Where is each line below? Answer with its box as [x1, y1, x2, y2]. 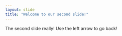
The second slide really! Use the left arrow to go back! [5, 25, 117, 31]
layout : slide [5, 7, 35, 12]
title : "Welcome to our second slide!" [5, 12, 89, 17]
